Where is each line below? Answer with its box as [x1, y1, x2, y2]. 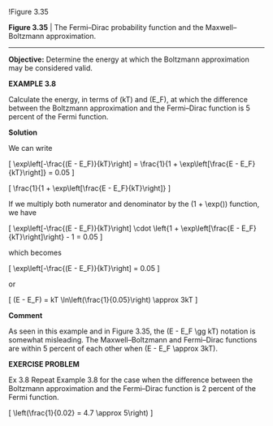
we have [8, 208, 37, 217]
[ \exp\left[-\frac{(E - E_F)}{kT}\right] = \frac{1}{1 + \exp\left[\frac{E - [8, 159, 239, 169]
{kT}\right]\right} [8, 232, 65, 242]
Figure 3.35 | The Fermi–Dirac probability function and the [8, 23, 204, 32]
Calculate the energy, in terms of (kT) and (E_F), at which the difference [8, 95, 249, 104]
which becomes [8, 247, 63, 257]
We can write [8, 144, 53, 153]
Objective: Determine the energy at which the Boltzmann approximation [8, 54, 250, 64]
